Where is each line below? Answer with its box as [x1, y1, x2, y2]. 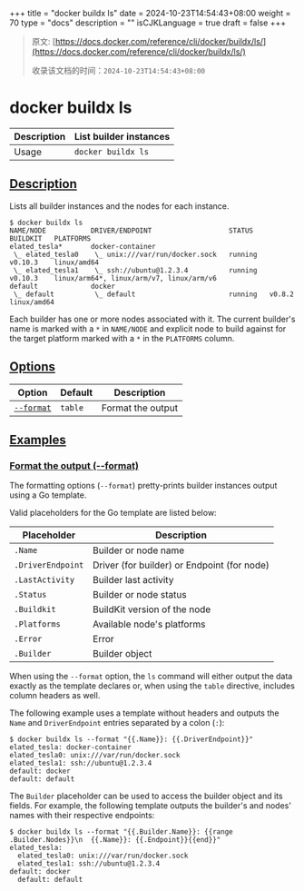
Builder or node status [92, 589, 188, 601]
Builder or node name [92, 544, 185, 557]
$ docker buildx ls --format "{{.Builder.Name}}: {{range [9, 827, 233, 837]
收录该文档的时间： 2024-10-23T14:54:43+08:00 [31, 65, 206, 75]
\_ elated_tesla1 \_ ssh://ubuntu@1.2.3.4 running [13, 265, 258, 275]
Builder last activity [92, 574, 174, 587]
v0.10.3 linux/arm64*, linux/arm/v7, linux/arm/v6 [9, 273, 218, 282]
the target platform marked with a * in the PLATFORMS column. [9, 332, 235, 343]
